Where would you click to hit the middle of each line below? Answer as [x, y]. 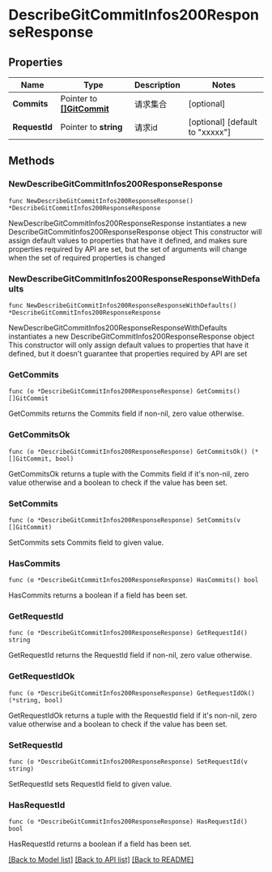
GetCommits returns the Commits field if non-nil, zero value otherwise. [126, 414]
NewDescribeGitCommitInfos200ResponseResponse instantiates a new [127, 223]
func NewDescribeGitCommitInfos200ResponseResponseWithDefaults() [123, 305]
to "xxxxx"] [210, 132]
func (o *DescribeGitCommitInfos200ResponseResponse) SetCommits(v [125, 520]
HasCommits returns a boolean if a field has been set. [98, 595]
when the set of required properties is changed [87, 257]
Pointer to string [91, 127]
